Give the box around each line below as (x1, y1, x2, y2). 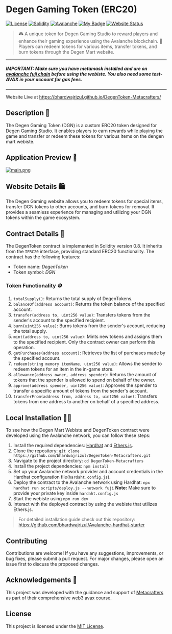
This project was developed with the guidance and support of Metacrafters (6, 589, 164, 595)
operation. (13, 345, 35, 351)
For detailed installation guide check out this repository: (18, 517, 136, 523)
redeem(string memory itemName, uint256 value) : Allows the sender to (13, 361, 162, 367)
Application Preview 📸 (6, 153, 78, 162)
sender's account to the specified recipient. (13, 318, 105, 324)
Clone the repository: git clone (13, 448, 80, 454)
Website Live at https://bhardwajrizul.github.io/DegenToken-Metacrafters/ (6, 93, 161, 100)
